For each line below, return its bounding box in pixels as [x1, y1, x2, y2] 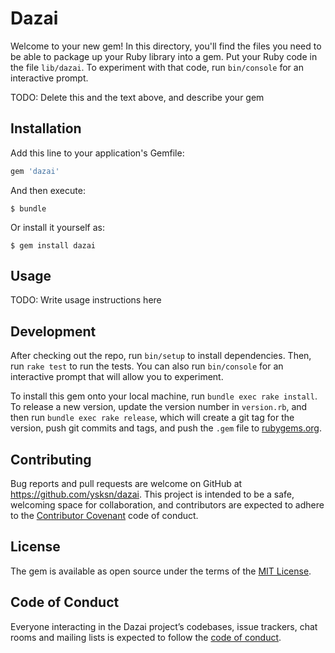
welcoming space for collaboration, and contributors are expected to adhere [10, 499, 325, 511]
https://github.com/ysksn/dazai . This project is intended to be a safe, [10, 488, 295, 501]
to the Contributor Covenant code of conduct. [10, 510, 199, 522]
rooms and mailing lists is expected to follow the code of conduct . [10, 631, 282, 643]
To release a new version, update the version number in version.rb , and [10, 401, 308, 413]
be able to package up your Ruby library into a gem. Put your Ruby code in [10, 50, 318, 62]
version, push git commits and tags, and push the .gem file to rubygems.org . [10, 422, 323, 434]
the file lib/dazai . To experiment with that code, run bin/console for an [10, 61, 304, 73]
